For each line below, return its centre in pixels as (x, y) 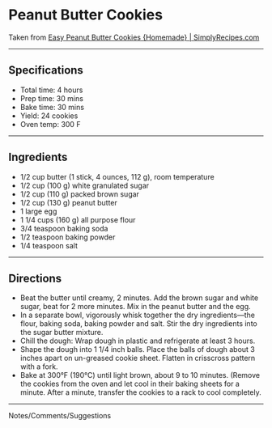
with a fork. (39, 367)
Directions (35, 278)
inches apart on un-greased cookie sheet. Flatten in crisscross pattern (138, 358)
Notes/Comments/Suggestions (60, 416)
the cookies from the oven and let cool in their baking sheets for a (130, 384)
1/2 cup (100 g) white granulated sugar (85, 185)
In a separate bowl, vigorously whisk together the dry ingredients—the (137, 315)
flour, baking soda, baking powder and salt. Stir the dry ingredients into (138, 324)
